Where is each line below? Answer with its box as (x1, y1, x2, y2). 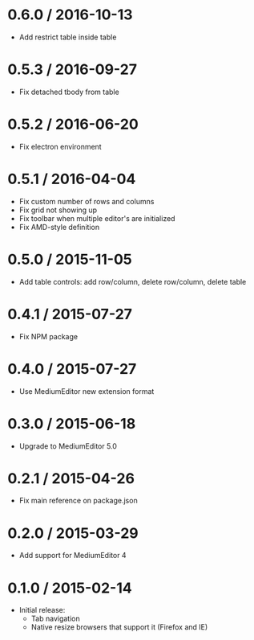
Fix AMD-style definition (18, 222, 100, 232)
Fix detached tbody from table (18, 87, 119, 96)
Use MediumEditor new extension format (18, 386, 155, 396)
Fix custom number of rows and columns (18, 196, 155, 206)
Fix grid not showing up (18, 205, 98, 215)
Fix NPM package (18, 331, 78, 341)
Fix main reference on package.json (18, 496, 138, 506)
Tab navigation (30, 613, 81, 624)
